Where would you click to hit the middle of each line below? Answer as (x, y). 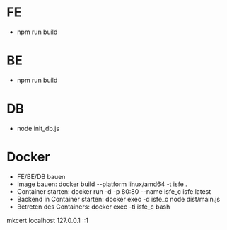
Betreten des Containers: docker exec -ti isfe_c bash (93, 207)
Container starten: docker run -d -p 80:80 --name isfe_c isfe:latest (114, 191)
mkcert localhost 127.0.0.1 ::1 (48, 220)
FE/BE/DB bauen (41, 176)
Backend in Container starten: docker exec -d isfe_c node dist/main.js (118, 199)
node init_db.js (38, 128)
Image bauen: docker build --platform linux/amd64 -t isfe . (102, 184)
